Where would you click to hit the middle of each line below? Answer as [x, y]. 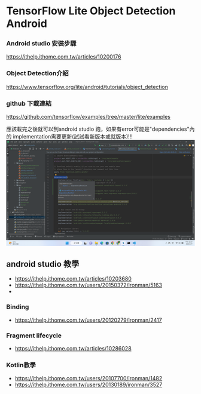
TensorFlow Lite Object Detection [91, 11]
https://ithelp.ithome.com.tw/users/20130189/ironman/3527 [89, 385]
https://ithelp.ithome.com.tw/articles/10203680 [73, 279]
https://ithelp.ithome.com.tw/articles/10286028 [73, 348]
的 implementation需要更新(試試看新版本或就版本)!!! [69, 137]
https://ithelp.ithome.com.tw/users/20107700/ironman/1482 [89, 378]
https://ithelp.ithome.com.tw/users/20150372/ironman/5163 [89, 285]
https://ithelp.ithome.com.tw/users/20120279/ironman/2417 [89, 320]
